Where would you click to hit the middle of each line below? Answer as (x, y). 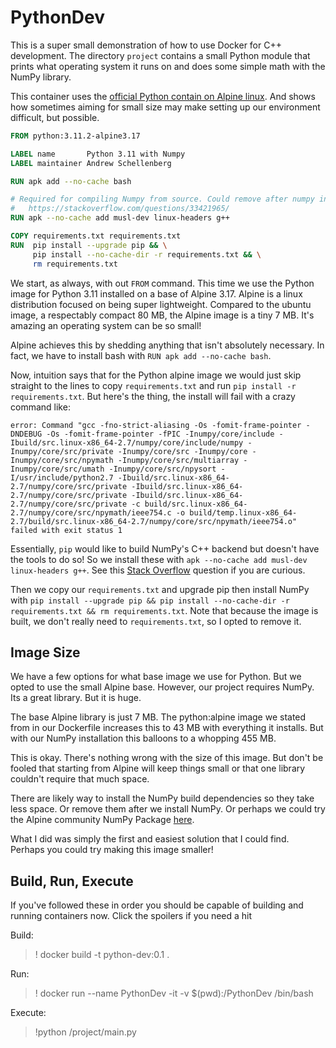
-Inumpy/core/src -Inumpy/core (182, 451)
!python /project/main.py (85, 1032)
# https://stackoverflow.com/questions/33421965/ (120, 209)
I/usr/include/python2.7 (62, 477)
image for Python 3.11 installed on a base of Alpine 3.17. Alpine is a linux (156, 293)
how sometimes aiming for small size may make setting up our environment (165, 107)
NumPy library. (41, 77)
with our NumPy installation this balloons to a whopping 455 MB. (143, 738)
